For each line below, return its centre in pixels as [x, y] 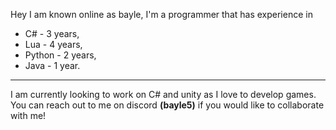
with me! [28, 115]
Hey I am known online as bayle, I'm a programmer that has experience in [161, 14]
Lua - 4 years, [53, 44]
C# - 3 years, [52, 33]
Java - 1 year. [52, 65]
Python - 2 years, [60, 55]
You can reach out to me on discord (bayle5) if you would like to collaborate [167, 105]
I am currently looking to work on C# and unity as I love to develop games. [163, 94]
